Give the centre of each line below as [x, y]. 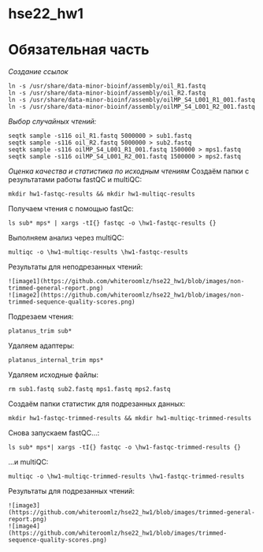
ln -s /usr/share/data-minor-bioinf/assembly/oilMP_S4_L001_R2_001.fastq [132, 107]
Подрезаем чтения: [41, 317]
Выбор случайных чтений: [52, 121]
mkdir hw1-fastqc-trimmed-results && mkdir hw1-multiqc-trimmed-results [130, 419]
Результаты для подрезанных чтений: [72, 491]
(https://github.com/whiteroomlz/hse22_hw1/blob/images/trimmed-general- [132, 513]
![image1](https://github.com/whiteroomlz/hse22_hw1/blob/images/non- [126, 282]
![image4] [24, 526]
